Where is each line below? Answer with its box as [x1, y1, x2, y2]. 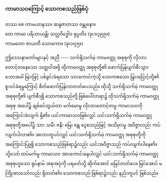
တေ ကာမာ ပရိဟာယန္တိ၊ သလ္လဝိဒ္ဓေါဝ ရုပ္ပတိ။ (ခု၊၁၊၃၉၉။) [5, 31, 110, 37]
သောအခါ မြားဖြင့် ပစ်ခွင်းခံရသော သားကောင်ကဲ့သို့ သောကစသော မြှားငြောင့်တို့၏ [5, 74, 160, 80]
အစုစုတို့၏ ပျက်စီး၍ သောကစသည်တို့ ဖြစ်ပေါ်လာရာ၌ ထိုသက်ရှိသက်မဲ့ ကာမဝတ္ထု [5, 93, 160, 99]
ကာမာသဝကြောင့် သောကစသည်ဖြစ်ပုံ [5, 5, 89, 12]
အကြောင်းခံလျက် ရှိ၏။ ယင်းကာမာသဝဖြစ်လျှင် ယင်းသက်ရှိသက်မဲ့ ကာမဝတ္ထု [5, 112, 152, 118]
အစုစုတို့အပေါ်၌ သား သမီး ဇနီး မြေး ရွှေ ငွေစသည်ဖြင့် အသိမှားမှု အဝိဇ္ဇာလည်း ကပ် [5, 122, 161, 128]
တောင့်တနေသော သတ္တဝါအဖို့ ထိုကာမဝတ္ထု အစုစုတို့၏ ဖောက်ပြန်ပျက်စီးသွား [5, 64, 149, 70]
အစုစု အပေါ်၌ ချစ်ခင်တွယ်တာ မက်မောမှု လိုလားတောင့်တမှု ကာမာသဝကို [5, 103, 143, 109]
